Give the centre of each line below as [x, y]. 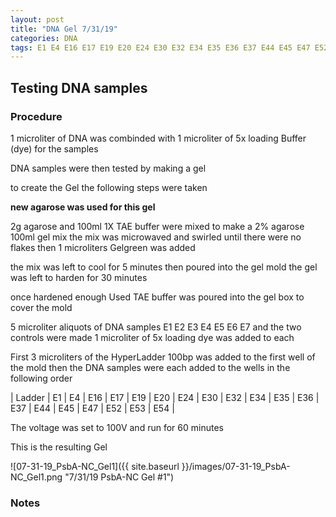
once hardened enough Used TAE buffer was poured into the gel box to [157, 297]
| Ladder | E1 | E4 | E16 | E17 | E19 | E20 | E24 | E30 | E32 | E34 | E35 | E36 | [165, 397]
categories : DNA [44, 38]
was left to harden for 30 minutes [79, 277]
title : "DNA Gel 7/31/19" [64, 29]
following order [41, 378]
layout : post [37, 19]
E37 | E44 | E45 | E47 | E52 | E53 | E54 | [92, 408]
